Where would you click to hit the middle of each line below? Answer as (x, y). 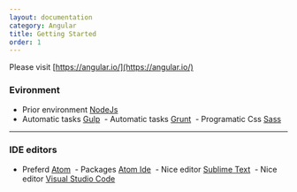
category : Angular (43, 26)
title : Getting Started (53, 34)
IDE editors (33, 150)
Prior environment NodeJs (70, 109)
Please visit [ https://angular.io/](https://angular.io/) (102, 67)
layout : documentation (51, 17)
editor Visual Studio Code (69, 179)
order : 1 (25, 42)
